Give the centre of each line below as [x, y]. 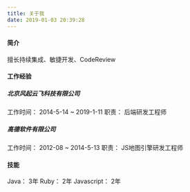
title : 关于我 [26, 13]
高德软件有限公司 [31, 129]
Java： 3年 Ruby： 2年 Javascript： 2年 [64, 181]
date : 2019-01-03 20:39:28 [46, 20]
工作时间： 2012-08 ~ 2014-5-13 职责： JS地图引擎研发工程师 [95, 148]
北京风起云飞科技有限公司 [44, 93]
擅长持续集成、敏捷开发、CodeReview [61, 59]
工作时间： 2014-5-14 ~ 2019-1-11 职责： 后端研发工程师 [87, 112]
